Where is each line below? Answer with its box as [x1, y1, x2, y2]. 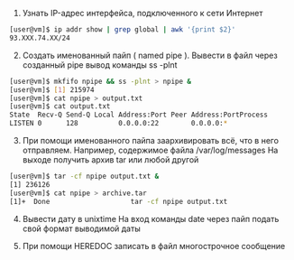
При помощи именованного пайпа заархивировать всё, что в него [22, 135, 280, 145]
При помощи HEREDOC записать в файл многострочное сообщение [22, 240, 286, 251]
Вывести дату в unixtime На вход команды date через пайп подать [22, 213, 280, 224]
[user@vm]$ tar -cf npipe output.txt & [9, 172, 160, 181]
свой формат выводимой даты [22, 223, 142, 234]
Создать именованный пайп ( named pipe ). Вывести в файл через [22, 50, 278, 60]
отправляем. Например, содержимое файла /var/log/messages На [22, 144, 279, 155]
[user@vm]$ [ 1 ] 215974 [9, 85, 95, 94]
